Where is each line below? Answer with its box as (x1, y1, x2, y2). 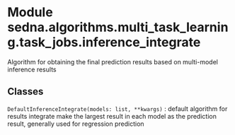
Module (7, 4, 53, 20)
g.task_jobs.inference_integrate (7, 35, 201, 50)
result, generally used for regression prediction (7, 119, 144, 128)
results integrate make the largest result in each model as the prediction (7, 112, 217, 120)
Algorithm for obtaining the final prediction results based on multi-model (7, 57, 218, 66)
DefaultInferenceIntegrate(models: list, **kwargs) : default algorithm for (7, 104, 228, 113)
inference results (7, 65, 57, 74)
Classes (7, 86, 44, 98)
